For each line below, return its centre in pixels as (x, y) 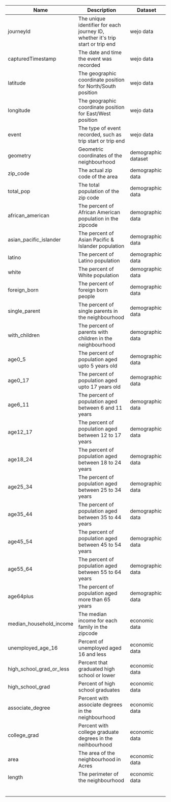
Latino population (99, 261)
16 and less (92, 654)
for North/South (97, 86)
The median (92, 614)
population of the (99, 191)
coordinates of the (100, 156)
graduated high (96, 669)
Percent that (93, 663)
